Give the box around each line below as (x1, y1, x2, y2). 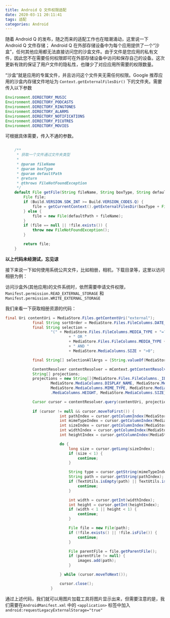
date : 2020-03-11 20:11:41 (5, 12, 62, 17)
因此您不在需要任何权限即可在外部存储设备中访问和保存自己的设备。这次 (14, 55, 165, 61)
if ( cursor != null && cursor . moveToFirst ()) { (32, 409, 135, 414)
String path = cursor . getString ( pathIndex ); (68, 474, 164, 479)
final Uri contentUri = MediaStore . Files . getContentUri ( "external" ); (5, 315, 155, 321)
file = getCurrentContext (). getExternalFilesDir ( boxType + (32, 204, 159, 209)
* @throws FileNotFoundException (16, 180, 87, 185)
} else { (23, 209, 42, 214)
